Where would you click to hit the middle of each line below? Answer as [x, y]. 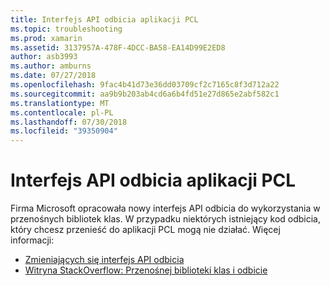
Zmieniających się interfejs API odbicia [104, 260]
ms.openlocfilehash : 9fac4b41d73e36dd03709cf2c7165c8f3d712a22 [145, 85]
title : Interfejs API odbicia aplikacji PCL [104, 19]
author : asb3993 [44, 57]
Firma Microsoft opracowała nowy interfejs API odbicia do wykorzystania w [165, 208]
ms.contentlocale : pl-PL [62, 112]
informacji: [32, 240]
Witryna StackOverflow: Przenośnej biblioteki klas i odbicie [146, 270]
